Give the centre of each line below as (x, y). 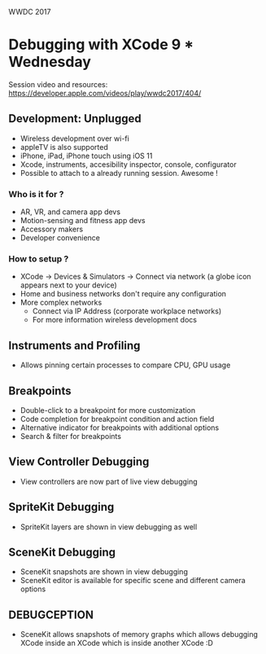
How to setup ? (39, 258)
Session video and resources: (58, 84)
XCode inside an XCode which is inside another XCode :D (117, 643)
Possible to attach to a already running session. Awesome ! (119, 173)
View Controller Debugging (79, 462)
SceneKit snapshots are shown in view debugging (104, 572)
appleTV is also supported (64, 147)
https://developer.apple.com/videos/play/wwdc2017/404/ (105, 93)
